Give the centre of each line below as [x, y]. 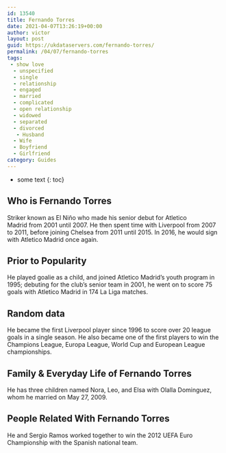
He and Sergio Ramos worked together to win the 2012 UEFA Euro [100, 435]
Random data [36, 314]
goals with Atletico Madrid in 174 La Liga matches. [78, 292]
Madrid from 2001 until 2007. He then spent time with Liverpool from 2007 [112, 225]
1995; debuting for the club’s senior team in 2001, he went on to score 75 [110, 284]
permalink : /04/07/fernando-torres [58, 52]
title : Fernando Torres [41, 20]
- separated [30, 122]
